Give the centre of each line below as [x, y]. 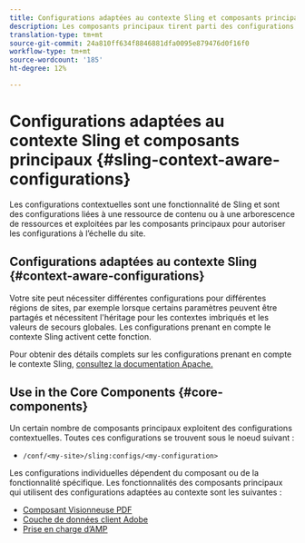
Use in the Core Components [93, 393]
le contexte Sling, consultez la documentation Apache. [111, 363]
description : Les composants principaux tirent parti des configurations [152, 26]
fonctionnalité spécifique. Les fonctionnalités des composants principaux [146, 483]
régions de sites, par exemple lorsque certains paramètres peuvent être [143, 307]
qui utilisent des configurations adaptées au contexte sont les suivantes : [146, 492]
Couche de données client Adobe [85, 519]
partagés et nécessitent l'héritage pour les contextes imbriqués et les [139, 317]
